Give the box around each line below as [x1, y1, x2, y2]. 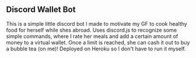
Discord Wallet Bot [6, 5, 76, 15]
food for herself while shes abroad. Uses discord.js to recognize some [6, 26, 177, 33]
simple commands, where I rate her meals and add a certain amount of [6, 32, 178, 40]
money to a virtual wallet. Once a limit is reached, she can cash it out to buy [6, 39, 190, 46]
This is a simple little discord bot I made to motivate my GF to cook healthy [6, 20, 188, 27]
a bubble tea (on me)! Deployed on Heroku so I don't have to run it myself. [6, 45, 186, 52]
